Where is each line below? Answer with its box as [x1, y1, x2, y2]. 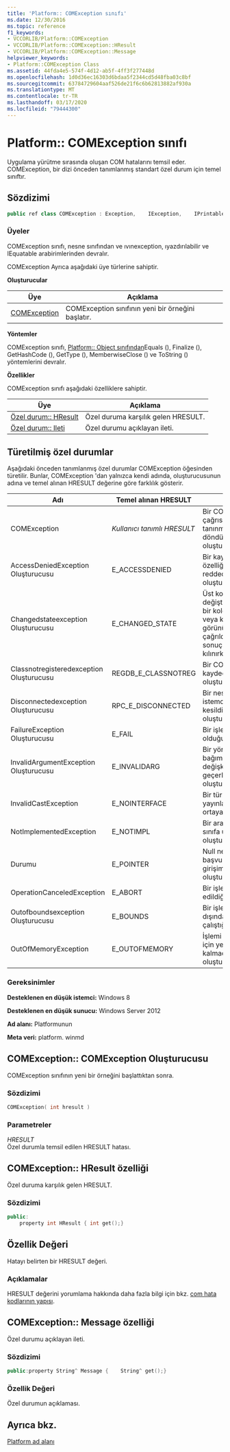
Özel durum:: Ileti [10, 423, 65, 432]
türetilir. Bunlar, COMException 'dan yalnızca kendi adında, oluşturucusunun [7, 472, 221, 480]
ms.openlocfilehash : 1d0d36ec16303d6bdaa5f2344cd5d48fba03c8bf [7, 73, 192, 81]
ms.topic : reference [7, 23, 66, 29]
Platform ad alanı [7, 1438, 55, 1446]
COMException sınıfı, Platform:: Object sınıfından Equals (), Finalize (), [7, 343, 202, 351]
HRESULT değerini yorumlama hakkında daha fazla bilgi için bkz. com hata [7, 1290, 217, 1298]
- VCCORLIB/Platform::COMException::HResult [7, 42, 136, 49]
